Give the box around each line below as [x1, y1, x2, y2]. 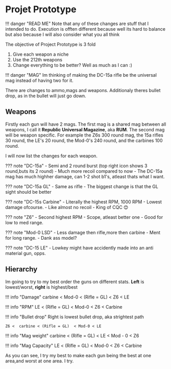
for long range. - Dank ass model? [5, 235, 77, 241]
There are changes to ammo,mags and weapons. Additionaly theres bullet [5, 87, 161, 93]
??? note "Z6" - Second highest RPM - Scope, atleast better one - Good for [5, 214, 163, 220]
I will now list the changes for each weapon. [5, 152, 98, 159]
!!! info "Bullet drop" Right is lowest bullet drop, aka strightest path [5, 313, 144, 320]
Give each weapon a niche [12, 51, 69, 57]
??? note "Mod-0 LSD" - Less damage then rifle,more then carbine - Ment [5, 229, 161, 236]
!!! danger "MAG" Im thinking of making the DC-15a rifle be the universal [5, 72, 157, 78]
